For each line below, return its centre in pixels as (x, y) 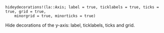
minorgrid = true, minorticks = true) (55, 16)
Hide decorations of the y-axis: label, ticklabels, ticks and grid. (70, 25)
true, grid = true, (26, 11)
